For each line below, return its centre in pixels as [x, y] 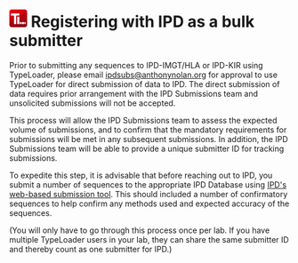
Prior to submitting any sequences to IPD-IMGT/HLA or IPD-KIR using [137, 65]
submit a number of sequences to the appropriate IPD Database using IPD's [148, 184]
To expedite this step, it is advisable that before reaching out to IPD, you [141, 175]
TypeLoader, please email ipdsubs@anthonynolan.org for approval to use [144, 75]
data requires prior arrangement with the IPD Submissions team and [134, 93]
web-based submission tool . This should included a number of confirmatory [149, 194]
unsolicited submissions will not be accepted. [93, 103]
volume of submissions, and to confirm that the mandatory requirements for [148, 130]
